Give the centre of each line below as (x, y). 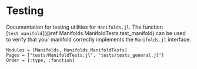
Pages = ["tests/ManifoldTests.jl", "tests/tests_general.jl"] (85, 55)
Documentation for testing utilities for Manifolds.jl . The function (85, 27)
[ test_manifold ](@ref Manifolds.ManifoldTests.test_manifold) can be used (96, 33)
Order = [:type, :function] (41, 60)
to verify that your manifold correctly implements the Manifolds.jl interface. (98, 39)
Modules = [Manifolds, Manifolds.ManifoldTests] (67, 50)
